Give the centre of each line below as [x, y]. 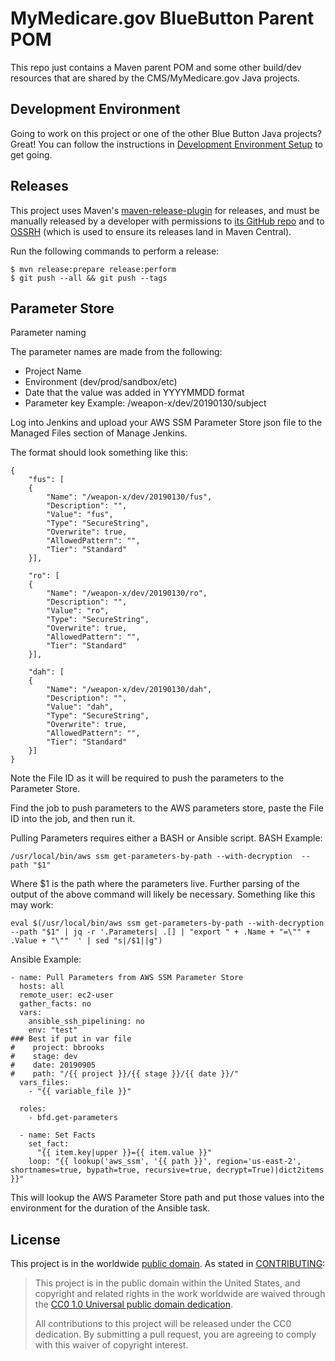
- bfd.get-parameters [73, 1118]
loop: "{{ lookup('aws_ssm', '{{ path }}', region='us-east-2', [165, 1162]
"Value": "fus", [80, 515]
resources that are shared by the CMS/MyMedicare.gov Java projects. [155, 78]
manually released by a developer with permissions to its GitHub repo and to [167, 221]
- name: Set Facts [58, 1135]
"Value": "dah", [80, 707]
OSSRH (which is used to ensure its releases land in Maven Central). [151, 231]
